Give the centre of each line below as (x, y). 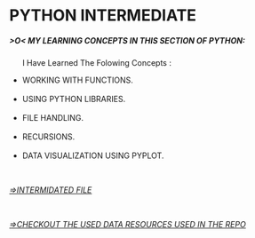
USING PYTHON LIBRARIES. (74, 99)
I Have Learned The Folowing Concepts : (96, 63)
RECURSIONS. (48, 137)
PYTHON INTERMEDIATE (103, 16)
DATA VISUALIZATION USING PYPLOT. (93, 155)
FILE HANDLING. (53, 118)
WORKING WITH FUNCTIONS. (77, 80)
